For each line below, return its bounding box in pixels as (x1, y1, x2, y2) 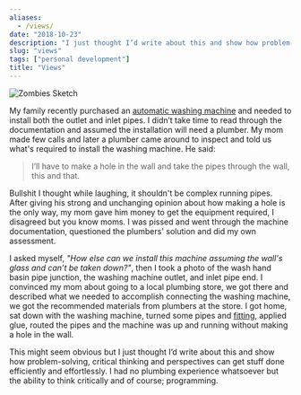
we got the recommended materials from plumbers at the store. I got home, (9, 300, 288, 311)
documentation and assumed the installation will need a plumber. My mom (9, 124, 284, 135)
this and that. (30, 170, 81, 180)
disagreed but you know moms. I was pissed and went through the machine (9, 216, 289, 227)
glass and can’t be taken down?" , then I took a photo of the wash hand (9, 262, 271, 273)
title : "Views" (9, 64, 66, 73)
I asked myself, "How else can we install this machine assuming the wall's (9, 252, 283, 263)
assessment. (9, 235, 56, 246)
